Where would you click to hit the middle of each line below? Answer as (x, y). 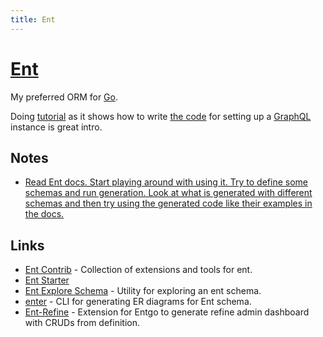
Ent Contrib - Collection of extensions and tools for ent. (138, 270)
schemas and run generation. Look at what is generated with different (168, 193)
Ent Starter (47, 280)
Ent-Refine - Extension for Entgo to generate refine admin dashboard (167, 312)
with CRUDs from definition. (82, 323)
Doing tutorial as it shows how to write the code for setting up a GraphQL (161, 116)
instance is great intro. (56, 127)
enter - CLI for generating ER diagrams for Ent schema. (138, 302)
